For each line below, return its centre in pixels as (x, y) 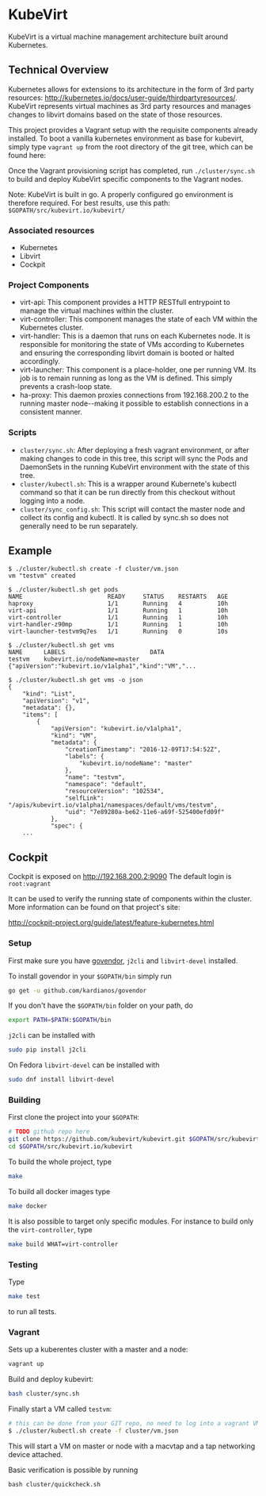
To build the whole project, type (60, 1162)
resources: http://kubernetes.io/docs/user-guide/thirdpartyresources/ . (123, 98)
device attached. (36, 1454)
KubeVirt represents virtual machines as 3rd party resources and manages (130, 106)
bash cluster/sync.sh (44, 1394)
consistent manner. (51, 412)
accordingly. (40, 361)
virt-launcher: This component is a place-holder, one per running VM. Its (138, 370)
